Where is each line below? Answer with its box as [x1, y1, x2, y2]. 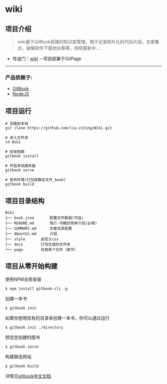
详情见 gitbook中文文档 [5, 373, 51, 379]
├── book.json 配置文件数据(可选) [5, 215, 84, 220]
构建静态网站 [5, 354, 31, 360]
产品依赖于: [5, 74, 33, 81]
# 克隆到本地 [5, 121, 28, 126]
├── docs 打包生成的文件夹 [5, 242, 71, 247]
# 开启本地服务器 [5, 163, 36, 168]
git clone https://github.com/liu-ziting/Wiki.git [5, 126, 112, 131]
